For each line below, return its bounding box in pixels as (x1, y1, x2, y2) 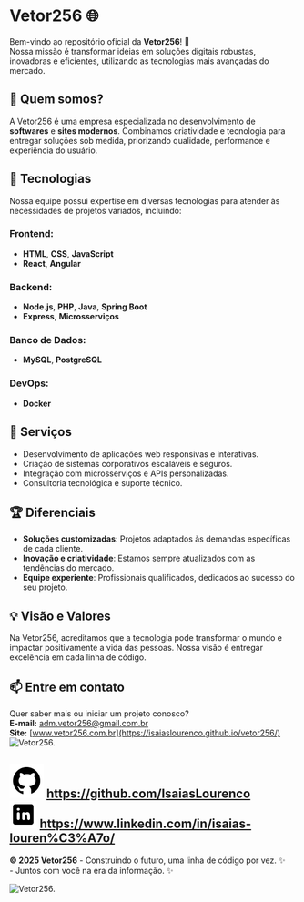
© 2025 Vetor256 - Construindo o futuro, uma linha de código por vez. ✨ (9, 855, 286, 866)
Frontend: (9, 228, 55, 240)
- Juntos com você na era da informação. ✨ (9, 865, 174, 876)
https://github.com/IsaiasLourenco (46, 786, 251, 802)
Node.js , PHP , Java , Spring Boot (22, 301, 147, 312)
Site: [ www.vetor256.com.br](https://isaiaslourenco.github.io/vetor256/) (9, 727, 280, 738)
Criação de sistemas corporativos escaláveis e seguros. (22, 458, 233, 469)
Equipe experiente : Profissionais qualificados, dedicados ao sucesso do (22, 573, 296, 583)
